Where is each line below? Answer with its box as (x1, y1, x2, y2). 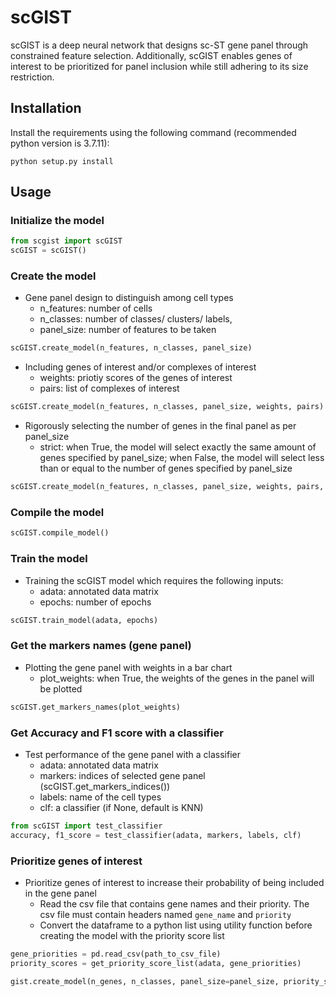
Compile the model (10, 506, 105, 520)
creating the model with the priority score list (39, 929, 225, 941)
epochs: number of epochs (39, 596, 152, 608)
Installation (10, 100, 82, 117)
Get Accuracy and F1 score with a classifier (10, 726, 224, 740)
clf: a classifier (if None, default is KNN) (39, 801, 204, 813)
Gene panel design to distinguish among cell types (24, 292, 234, 304)
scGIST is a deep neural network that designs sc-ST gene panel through (10, 39, 309, 51)
